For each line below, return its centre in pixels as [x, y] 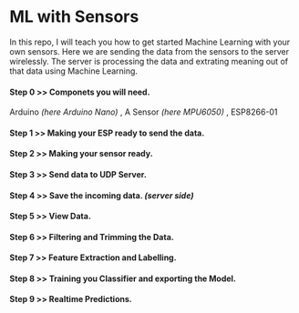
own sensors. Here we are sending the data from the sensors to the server [149, 51]
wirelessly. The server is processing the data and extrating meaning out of [149, 61]
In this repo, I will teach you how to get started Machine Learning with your [150, 42]
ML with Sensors [74, 17]
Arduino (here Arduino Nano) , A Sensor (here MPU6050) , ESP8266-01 [144, 112]
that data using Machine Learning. [74, 71]
